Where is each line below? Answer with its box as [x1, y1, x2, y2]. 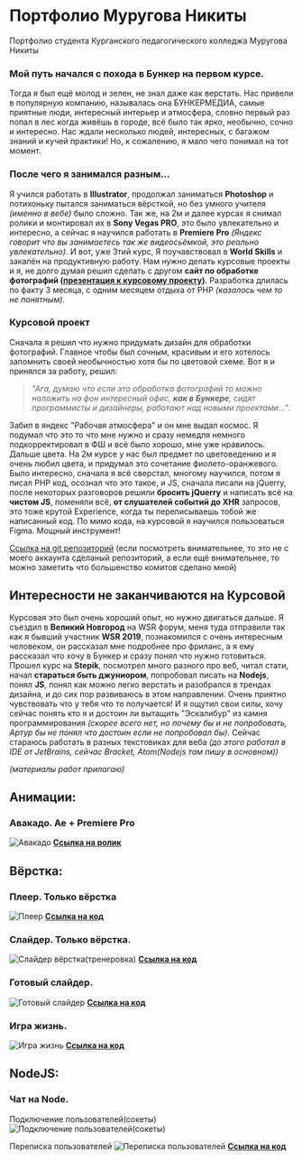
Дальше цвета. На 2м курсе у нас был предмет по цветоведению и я [9, 448, 277, 459]
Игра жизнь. [9, 1019, 68, 1032]
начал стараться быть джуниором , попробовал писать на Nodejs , [9, 669, 270, 680]
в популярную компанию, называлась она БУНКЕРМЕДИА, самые [9, 97, 265, 108]
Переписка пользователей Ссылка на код [9, 1140, 287, 1151]
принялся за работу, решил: [9, 365, 118, 376]
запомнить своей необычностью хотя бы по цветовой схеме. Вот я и [9, 355, 276, 366]
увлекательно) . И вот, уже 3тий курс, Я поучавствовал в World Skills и [9, 245, 283, 257]
